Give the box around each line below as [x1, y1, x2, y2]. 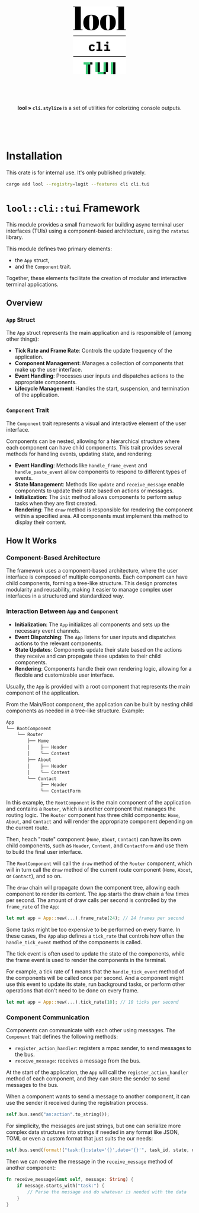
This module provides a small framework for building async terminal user [6, 221, 184, 228]
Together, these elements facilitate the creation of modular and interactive [6, 274, 187, 281]
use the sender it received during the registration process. [6, 1099, 148, 1107]
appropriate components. [14, 379, 77, 386]
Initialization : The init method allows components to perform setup [14, 493, 182, 500]
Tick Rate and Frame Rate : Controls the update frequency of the [14, 347, 173, 354]
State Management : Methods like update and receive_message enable [14, 480, 185, 488]
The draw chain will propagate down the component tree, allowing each [6, 884, 179, 891]
